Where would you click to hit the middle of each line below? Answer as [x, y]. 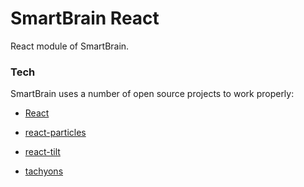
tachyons [44, 171]
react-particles [55, 133]
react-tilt [42, 152]
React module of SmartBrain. [70, 46]
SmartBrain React [85, 18]
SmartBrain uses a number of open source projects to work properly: [152, 94]
